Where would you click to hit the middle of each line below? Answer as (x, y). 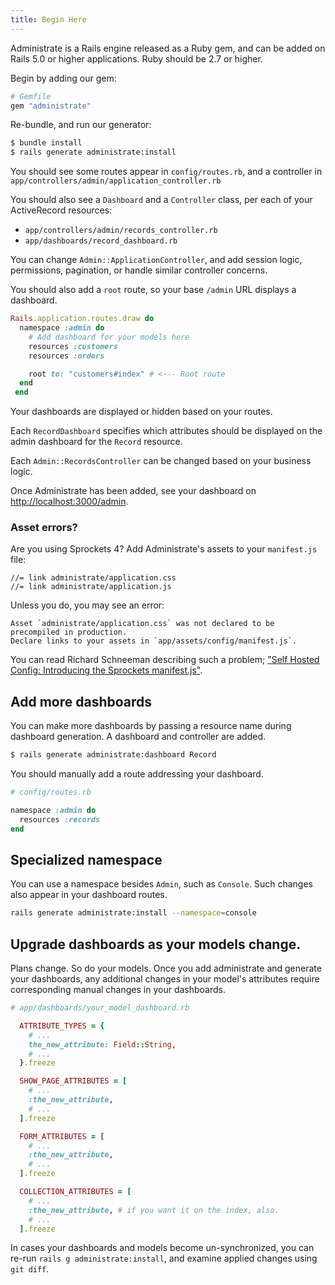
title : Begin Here (48, 19)
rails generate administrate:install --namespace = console (133, 913)
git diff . (30, 1269)
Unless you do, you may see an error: (87, 605)
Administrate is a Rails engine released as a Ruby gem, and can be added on (168, 48)
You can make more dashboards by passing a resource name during (151, 726)
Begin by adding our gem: (63, 78)
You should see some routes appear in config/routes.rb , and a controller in (166, 172)
